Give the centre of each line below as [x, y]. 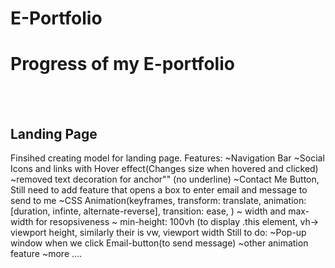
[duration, [30, 211]
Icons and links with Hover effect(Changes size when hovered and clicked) [164, 168]
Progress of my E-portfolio [122, 64]
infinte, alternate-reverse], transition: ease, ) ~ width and [169, 211]
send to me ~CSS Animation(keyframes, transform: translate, [136, 200]
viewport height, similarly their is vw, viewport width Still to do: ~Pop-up [158, 232]
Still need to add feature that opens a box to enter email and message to [159, 189]
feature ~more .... [46, 253]
